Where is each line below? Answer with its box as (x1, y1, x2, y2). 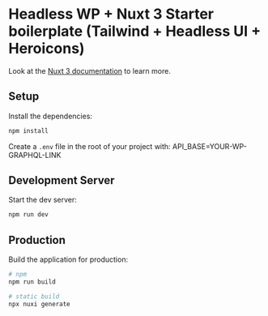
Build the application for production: (8, 254, 128, 264)
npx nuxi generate (8, 300, 70, 308)
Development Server (8, 173, 115, 187)
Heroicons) (8, 40, 85, 58)
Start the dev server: (8, 195, 77, 205)
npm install (8, 126, 49, 135)
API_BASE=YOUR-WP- (172, 141, 247, 151)
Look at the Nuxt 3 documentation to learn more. (8, 66, 172, 75)
